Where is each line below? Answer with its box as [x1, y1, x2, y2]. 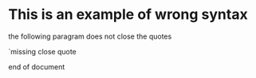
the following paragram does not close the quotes [8, 32, 172, 41]
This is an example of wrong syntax [8, 6, 249, 24]
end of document [8, 61, 65, 72]
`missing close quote [8, 46, 77, 56]
